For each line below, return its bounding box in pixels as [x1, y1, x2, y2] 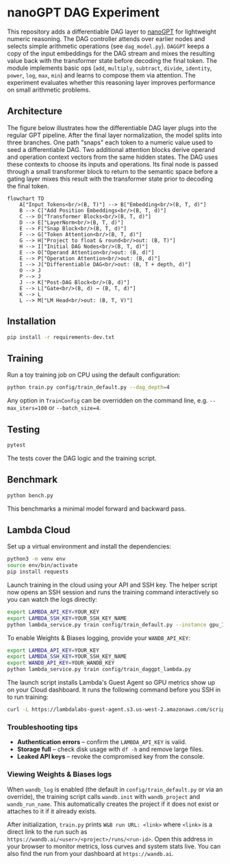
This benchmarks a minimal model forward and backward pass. [7, 505, 186, 513]
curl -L [7, 707, 29, 713]
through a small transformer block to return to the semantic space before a [7, 167, 218, 175]
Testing [7, 423, 40, 435]
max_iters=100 [7, 405, 48, 412]
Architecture [7, 105, 63, 117]
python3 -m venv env [7, 556, 66, 563]
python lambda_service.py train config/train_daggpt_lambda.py [7, 666, 192, 673]
